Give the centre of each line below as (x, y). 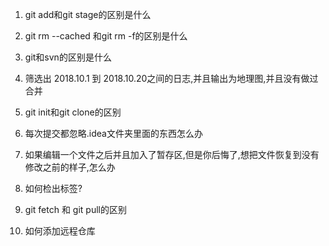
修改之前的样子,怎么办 (70, 167)
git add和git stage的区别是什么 (88, 14)
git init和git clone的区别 (73, 112)
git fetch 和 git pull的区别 (75, 209)
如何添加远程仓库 (60, 231)
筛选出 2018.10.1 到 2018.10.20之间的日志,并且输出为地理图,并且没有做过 (171, 78)
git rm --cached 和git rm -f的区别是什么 (106, 36)
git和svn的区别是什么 (68, 57)
